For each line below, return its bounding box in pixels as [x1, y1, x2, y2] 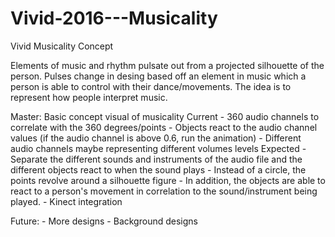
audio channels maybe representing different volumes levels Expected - [10, 142, 307, 154]
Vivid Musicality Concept [10, 40, 114, 52]
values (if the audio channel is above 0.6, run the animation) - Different [10, 132, 302, 144]
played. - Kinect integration [10, 195, 123, 207]
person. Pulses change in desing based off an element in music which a [10, 70, 307, 82]
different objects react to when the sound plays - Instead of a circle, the [10, 163, 307, 176]
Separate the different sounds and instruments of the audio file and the [10, 153, 303, 165]
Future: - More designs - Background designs [10, 215, 198, 227]
